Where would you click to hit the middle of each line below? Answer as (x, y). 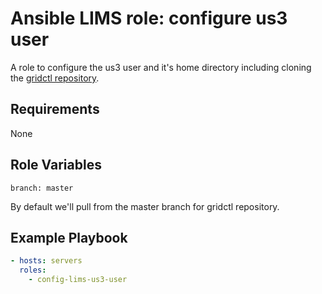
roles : (33, 270)
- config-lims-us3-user (78, 280)
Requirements (55, 109)
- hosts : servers (46, 261)
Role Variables (56, 165)
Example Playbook (69, 237)
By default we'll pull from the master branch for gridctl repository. (145, 206)
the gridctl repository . (55, 78)
